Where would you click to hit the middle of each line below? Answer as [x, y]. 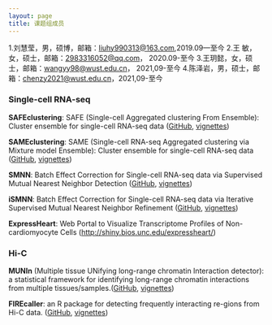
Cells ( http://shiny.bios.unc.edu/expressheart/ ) [138, 232]
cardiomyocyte [33, 232]
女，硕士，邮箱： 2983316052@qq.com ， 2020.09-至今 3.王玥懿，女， [127, 58]
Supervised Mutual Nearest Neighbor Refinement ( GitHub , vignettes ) [123, 207]
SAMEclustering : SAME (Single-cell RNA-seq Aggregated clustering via [129, 141]
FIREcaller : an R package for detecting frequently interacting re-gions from [134, 304]
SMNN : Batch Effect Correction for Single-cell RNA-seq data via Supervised [136, 175]
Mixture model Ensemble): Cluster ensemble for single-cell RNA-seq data [131, 150]
